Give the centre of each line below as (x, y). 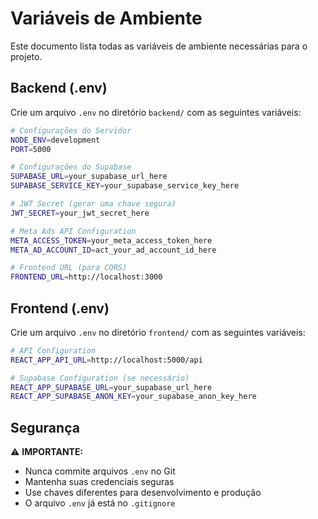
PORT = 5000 (31, 149)
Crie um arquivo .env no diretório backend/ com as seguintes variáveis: (156, 112)
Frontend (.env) (60, 308)
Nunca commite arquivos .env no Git (100, 471)
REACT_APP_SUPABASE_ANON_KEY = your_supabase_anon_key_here (133, 397)
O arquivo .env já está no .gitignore (100, 503)
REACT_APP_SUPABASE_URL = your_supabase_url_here (111, 387)
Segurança (45, 427)
